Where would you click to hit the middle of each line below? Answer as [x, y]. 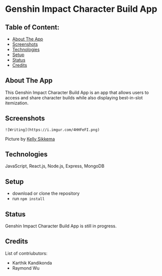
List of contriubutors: [26, 253]
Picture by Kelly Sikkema [30, 139]
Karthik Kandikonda [32, 263]
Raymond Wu [26, 268]
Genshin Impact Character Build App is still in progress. [61, 226]
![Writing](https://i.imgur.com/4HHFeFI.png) [52, 130]
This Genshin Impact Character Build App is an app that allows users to [77, 92]
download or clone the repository [46, 193]
